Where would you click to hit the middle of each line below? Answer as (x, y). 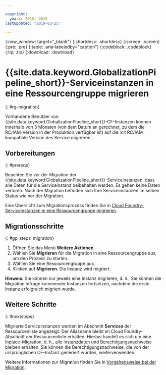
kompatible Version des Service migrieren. (49, 138)
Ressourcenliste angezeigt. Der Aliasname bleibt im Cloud (64, 331)
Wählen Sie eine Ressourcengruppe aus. (54, 264)
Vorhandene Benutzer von (32, 116)
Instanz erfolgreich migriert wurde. (41, 289)
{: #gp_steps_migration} (30, 238)
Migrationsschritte (35, 226)
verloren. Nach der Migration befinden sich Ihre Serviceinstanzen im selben (82, 191)
